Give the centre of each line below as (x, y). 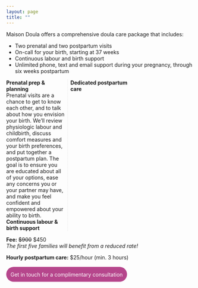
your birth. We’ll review (34, 120)
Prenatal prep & (26, 82)
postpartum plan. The (33, 158)
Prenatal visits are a (30, 95)
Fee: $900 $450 (26, 239)
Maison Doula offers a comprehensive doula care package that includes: (95, 34)
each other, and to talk (34, 108)
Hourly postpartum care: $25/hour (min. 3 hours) (67, 257)
